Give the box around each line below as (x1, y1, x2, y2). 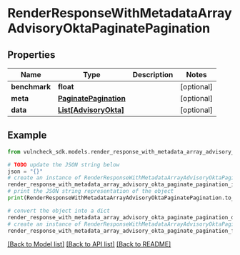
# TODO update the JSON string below (7, 161, 120, 169)
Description (132, 70, 174, 79)
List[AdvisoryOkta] (57, 105, 125, 115)
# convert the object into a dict (7, 207, 111, 214)
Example (7, 129, 47, 141)
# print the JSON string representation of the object (7, 188, 174, 195)
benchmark (11, 82, 51, 91)
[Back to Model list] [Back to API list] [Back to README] (7, 240, 171, 249)
